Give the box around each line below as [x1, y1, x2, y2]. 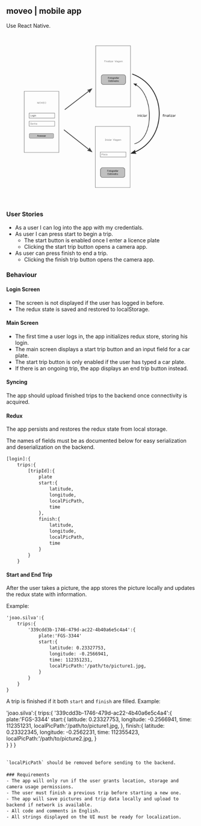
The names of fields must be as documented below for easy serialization [6, 437, 187, 445]
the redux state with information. [6, 591, 87, 598]
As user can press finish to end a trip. [14, 249, 108, 257]
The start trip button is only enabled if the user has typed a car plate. [14, 358, 186, 365]
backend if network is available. [6, 802, 93, 808]
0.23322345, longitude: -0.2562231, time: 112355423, [6, 728, 140, 736]
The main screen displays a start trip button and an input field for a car [14, 345, 190, 352]
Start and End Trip [6, 571, 53, 578]
